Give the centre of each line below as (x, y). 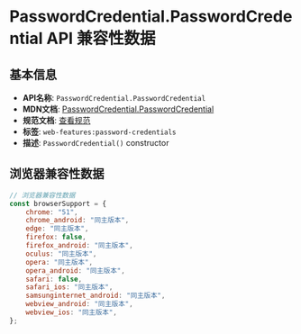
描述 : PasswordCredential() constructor (96, 143)
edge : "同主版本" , (57, 229)
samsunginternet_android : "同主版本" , (96, 296)
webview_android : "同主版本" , (79, 304)
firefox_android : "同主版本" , (79, 246)
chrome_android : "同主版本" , (78, 221)
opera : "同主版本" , (59, 262)
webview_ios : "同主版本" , (71, 312)
